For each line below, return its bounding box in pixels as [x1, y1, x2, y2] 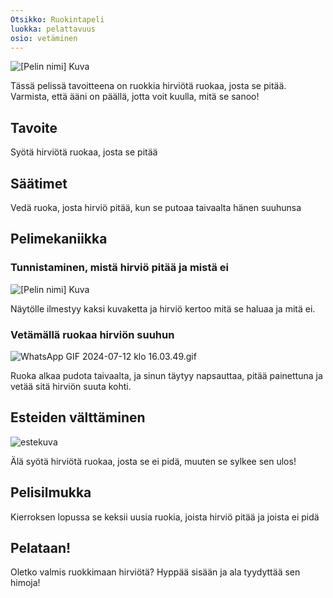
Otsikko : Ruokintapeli [10, 14, 105, 25]
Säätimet [10, 175, 68, 192]
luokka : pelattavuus [10, 24, 97, 34]
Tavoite [10, 119, 58, 136]
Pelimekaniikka [10, 231, 108, 248]
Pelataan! [10, 540, 72, 556]
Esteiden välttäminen [10, 409, 146, 426]
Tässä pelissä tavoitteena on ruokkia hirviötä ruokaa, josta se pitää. [10, 80, 287, 92]
